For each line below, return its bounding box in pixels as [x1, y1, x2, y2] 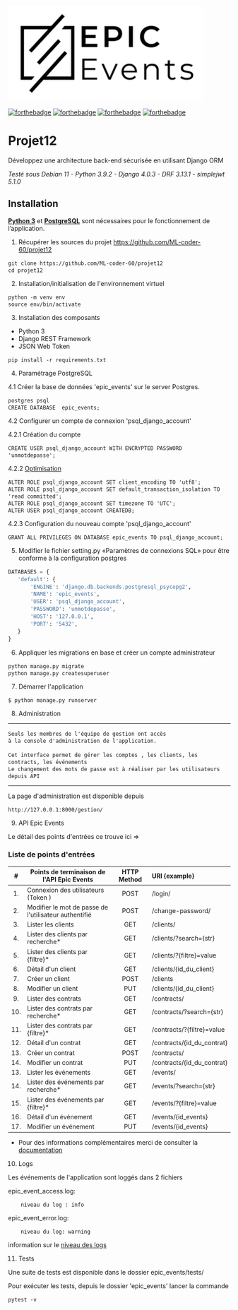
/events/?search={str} [151, 1081, 215, 1090]
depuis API [8, 773, 40, 780]
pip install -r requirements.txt [8, 356, 107, 364]
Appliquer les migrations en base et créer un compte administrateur [18, 648, 215, 657]
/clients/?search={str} [151, 934, 215, 942]
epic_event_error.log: [8, 1213, 69, 1222]
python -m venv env [8, 294, 66, 301]
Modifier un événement [26, 1122, 95, 1131]
